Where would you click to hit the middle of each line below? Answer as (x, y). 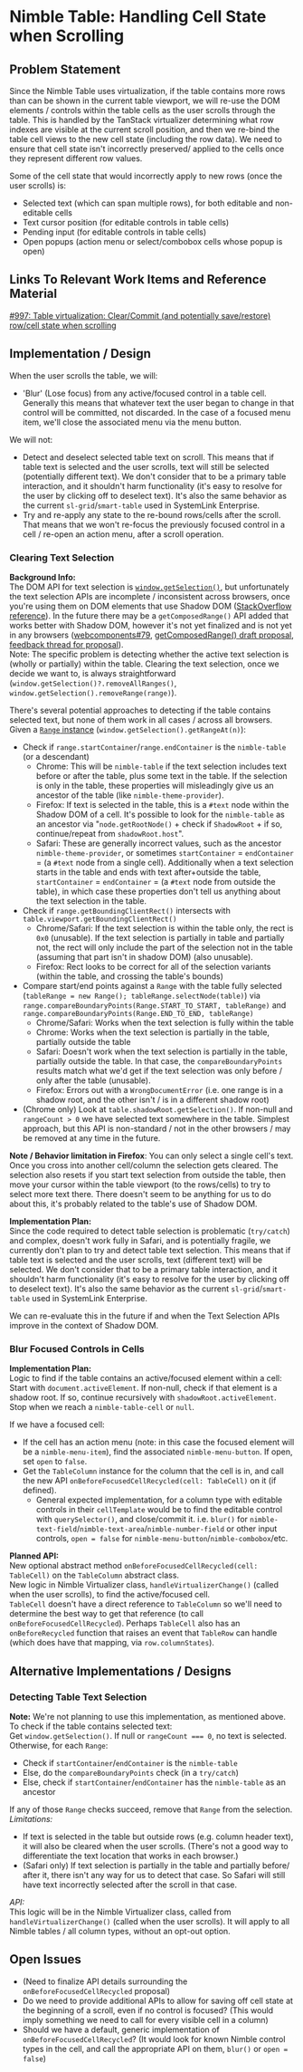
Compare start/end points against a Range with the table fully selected (152, 985)
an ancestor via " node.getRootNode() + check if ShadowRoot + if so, (159, 824)
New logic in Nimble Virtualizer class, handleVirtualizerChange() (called (144, 1585)
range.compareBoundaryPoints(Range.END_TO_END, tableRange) (138, 1013)
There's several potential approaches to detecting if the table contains (140, 710)
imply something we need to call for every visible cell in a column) (145, 2019)
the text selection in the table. (91, 901)
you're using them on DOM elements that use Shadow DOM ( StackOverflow (151, 606)
